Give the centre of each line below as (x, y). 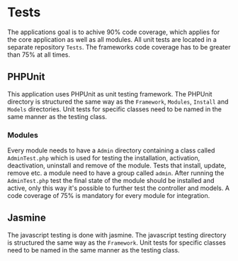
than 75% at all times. (39, 55)
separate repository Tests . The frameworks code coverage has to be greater (119, 47)
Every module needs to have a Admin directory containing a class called (111, 150)
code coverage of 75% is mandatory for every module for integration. (109, 196)
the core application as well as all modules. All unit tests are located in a (112, 39)
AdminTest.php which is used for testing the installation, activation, (104, 158)
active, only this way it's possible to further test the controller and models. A (119, 188)
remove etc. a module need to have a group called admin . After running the (116, 173)
